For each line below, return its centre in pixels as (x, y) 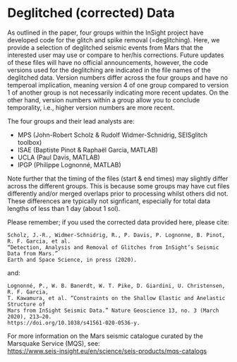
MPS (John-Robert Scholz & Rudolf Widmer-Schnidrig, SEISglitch (113, 135)
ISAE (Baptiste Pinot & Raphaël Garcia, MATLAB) (88, 150)
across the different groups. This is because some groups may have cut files (119, 186)
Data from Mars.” (33, 253)
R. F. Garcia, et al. (39, 241)
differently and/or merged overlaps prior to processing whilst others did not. (118, 193)
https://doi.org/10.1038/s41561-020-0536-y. (74, 322)
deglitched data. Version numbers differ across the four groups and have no (117, 77)
